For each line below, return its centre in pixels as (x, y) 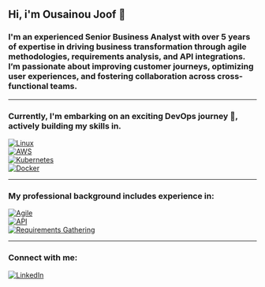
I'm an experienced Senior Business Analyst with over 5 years (129, 37)
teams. (63, 86)
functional (28, 86)
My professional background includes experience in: (111, 196)
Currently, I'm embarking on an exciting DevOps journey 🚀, (123, 116)
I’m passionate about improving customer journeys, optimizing (131, 66)
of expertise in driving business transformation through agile (127, 47)
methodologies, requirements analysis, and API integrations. (127, 57)
